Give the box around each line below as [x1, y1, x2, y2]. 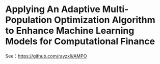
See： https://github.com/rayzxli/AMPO [5, 53, 87, 59]
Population [5, 14, 52, 26]
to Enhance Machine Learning [5, 25, 135, 36]
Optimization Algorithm [54, 14, 155, 26]
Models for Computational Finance [5, 36, 155, 47]
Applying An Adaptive [5, 4, 100, 15]
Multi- [102, 4, 129, 15]
